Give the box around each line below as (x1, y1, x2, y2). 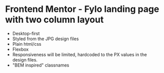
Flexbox (12, 46, 29, 52)
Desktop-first (12, 30, 40, 36)
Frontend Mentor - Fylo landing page (5, 3, 160, 15)
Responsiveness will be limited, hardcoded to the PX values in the (12, 51, 147, 58)
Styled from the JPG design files (12, 36, 79, 42)
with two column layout (5, 14, 104, 25)
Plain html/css (12, 41, 41, 47)
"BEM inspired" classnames (12, 62, 70, 68)
